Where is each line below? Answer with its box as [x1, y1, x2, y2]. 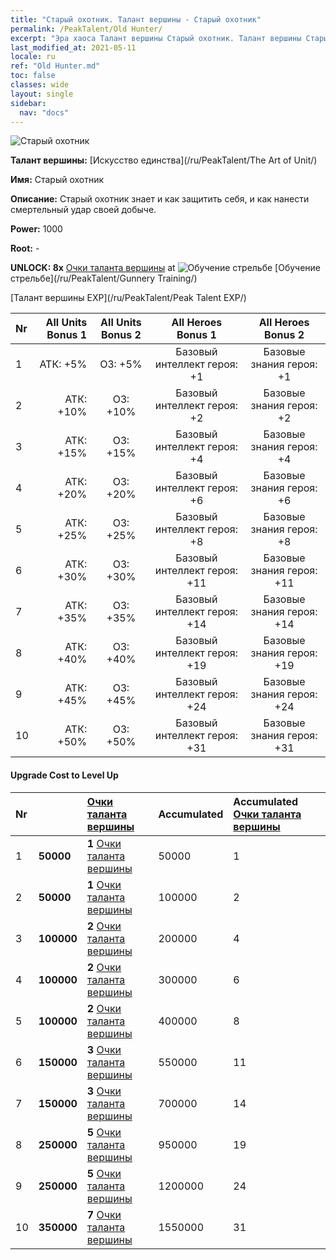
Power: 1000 [10, 223, 63, 235]
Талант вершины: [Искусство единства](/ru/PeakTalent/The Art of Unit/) [10, 154, 318, 166]
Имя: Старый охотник [10, 174, 105, 186]
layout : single [10, 89, 74, 99]
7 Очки [86, 1207, 122, 1221]
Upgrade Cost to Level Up [10, 769, 119, 781]
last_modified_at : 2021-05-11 [10, 42, 137, 53]
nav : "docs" [19, 107, 70, 118]
